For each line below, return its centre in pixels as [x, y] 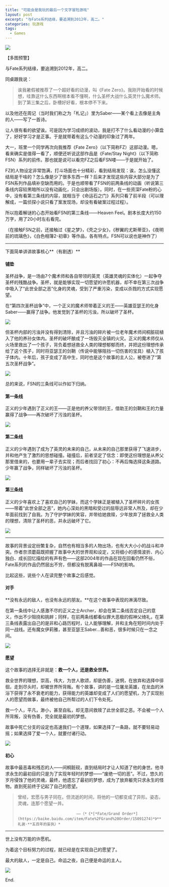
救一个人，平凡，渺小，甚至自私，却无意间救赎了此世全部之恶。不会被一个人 [84, 710]
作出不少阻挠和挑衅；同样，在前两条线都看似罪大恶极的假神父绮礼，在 [87, 617]
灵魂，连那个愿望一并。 [42, 803]
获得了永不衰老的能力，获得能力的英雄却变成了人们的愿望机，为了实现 [87, 693]
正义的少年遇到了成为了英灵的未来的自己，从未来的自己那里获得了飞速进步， [84, 449]
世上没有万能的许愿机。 [29, 839]
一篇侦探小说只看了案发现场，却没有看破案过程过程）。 [74, 202]
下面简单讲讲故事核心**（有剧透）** [43, 251]
